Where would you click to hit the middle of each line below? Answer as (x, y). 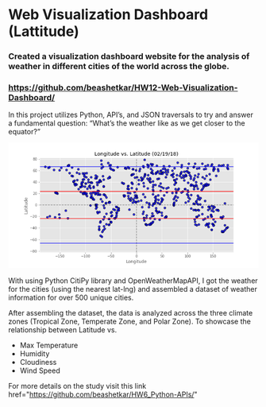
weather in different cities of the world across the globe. (119, 67)
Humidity (35, 354)
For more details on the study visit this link (77, 386)
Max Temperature (49, 345)
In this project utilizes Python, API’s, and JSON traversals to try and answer (131, 115)
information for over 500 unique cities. (71, 298)
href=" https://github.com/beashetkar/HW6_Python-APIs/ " (103, 394)
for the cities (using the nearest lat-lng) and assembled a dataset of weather (133, 289)
